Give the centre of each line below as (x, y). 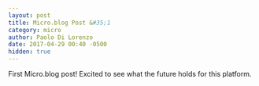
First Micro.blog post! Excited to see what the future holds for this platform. (130, 74)
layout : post (30, 15)
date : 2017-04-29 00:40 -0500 (58, 45)
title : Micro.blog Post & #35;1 (59, 23)
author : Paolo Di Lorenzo (50, 37)
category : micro (35, 30)
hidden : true (30, 52)
